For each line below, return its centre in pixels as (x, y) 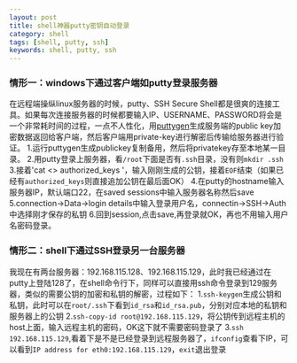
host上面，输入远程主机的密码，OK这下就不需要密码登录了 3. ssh (126, 327)
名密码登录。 (32, 226)
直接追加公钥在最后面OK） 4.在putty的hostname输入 (188, 181)
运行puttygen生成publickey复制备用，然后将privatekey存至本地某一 (155, 148)
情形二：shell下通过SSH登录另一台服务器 (97, 251)
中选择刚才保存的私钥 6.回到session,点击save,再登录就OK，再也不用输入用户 (149, 214)
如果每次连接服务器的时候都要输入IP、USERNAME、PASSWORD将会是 (153, 115)
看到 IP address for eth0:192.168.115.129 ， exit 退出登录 (121, 349)
